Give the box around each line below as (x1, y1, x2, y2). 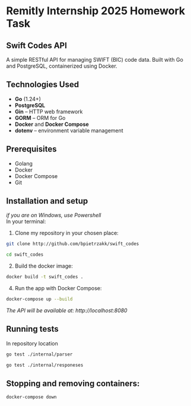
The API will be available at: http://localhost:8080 (6, 307, 128, 314)
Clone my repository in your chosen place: (14, 230, 119, 237)
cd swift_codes (6, 252, 44, 258)
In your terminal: (6, 218, 46, 225)
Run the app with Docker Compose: (14, 285, 102, 292)
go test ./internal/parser (6, 351, 73, 357)
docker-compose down (6, 394, 58, 400)
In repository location (6, 340, 58, 347)
